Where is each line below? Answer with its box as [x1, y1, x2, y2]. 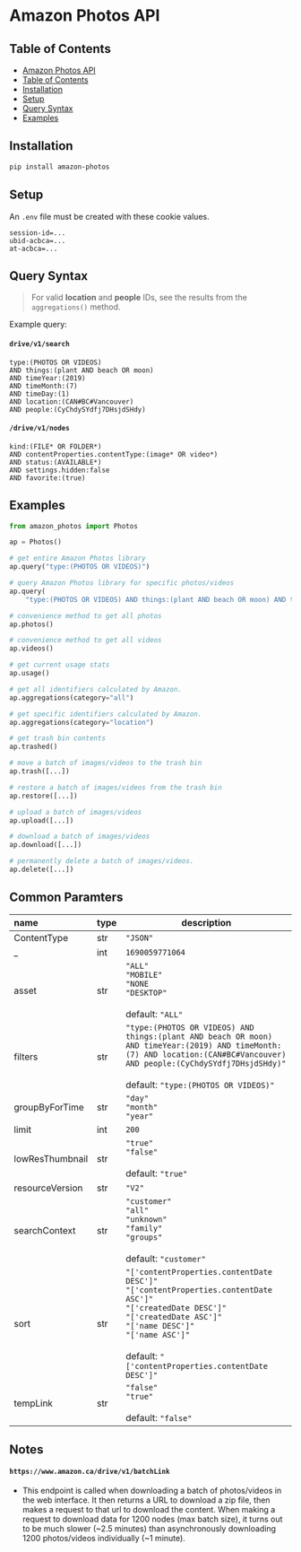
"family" [125, 1223, 163, 1234]
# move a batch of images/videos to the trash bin [9, 759, 202, 768]
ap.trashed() [9, 742, 58, 752]
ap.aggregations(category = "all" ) [9, 693, 134, 702]
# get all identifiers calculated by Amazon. [9, 684, 182, 693]
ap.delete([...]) [9, 865, 74, 875]
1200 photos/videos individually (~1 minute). [21, 1533, 185, 1544]
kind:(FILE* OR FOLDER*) [9, 441, 102, 451]
